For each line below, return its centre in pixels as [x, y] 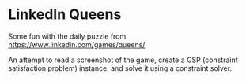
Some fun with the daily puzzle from [67, 36]
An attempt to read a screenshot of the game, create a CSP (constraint [123, 60]
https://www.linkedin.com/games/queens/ [77, 44]
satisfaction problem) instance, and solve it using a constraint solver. [120, 68]
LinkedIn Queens [65, 15]
